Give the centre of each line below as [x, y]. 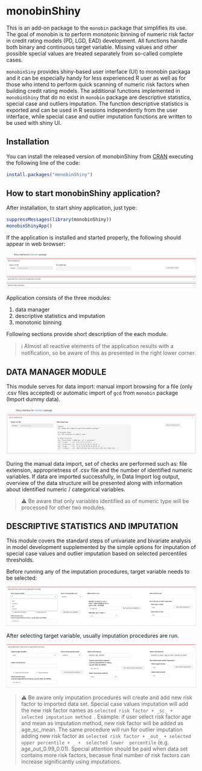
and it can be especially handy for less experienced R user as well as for [96, 78]
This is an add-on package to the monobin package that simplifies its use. [96, 28]
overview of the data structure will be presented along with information [94, 483]
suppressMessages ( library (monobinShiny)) [59, 220]
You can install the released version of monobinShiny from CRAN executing [100, 156]
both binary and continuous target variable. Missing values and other [92, 47]
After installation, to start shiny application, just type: [72, 208]
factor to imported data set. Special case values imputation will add [105, 704]
